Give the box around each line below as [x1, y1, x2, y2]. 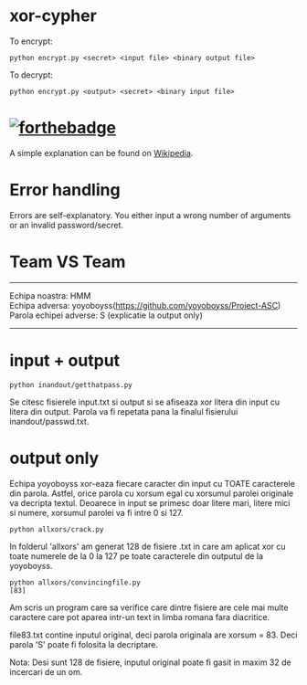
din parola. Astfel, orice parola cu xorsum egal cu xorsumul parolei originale [9, 488, 294, 499]
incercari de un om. [9, 666, 83, 677]
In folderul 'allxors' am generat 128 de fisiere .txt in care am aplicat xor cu [9, 541, 286, 552]
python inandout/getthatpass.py [9, 380, 132, 389]
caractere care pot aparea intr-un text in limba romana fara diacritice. [9, 611, 270, 622]
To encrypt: [9, 36, 53, 47]
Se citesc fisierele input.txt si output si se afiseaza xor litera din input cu [9, 396, 281, 407]
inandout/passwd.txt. [9, 416, 90, 427]
